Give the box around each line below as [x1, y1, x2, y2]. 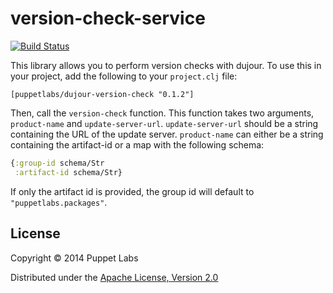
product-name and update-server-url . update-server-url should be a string [10, 117, 319, 129]
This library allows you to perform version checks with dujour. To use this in [10, 59, 322, 71]
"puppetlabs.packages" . [10, 196, 108, 208]
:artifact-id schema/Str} [14, 167, 123, 177]
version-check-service [10, 7, 206, 30]
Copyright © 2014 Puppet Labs [10, 252, 139, 264]
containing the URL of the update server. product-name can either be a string [10, 128, 324, 140]
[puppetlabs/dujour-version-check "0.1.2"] [10, 89, 195, 99]
